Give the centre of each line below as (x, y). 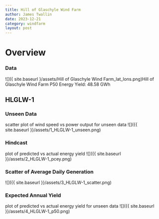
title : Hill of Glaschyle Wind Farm (43, 10)
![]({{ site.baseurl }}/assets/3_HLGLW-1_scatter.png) (58, 182)
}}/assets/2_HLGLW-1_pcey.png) (38, 159)
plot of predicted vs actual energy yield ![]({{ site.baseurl (63, 154)
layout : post (19, 28)
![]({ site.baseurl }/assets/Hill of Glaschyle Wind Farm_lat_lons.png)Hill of (80, 79)
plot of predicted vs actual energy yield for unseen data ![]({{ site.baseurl (80, 206)
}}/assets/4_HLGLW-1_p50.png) (38, 212)
